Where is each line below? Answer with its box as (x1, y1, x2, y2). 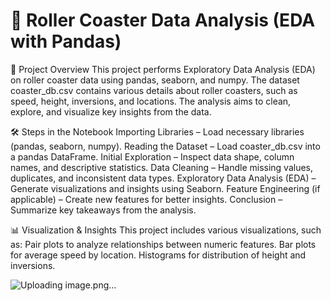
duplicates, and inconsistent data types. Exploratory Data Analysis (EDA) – (10, 172, 317, 184)
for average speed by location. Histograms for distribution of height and (10, 249, 307, 261)
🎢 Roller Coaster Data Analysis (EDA (10, 9, 316, 32)
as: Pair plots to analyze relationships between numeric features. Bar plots (10, 238, 317, 250)
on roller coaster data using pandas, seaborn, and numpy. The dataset (10, 74, 300, 86)
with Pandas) (10, 30, 122, 53)
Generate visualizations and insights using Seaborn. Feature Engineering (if (10, 182, 321, 194)
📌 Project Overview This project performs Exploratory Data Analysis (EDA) (10, 63, 316, 75)
